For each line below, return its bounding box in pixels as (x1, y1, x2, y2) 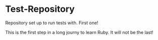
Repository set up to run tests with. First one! (5, 20, 99, 26)
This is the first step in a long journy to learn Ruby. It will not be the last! (5, 29, 153, 35)
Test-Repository (5, 3, 75, 15)
